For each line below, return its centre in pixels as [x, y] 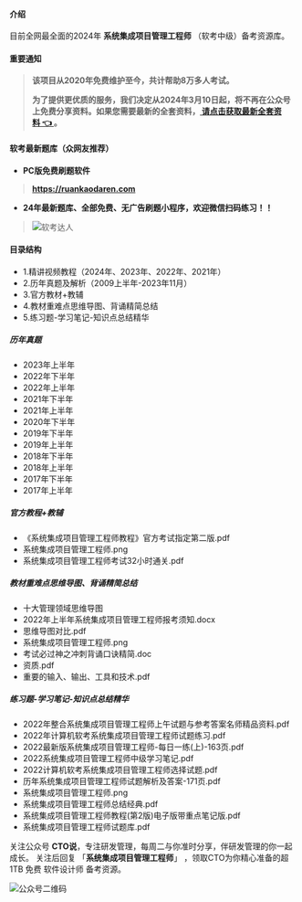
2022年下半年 [49, 376]
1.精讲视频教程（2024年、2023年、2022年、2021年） [124, 271]
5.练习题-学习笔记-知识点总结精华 [86, 317]
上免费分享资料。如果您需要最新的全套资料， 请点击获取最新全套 [153, 111]
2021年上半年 [48, 410]
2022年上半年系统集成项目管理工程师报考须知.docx [119, 619]
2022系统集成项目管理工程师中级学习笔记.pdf [108, 758]
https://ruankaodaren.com [83, 188]
